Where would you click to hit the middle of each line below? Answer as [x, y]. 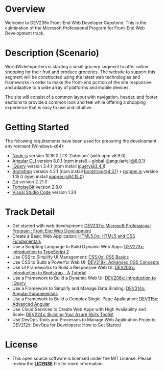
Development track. [25, 33]
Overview [25, 9]
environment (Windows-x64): [35, 146]
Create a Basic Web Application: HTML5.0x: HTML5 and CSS [74, 236]
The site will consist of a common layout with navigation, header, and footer [81, 97]
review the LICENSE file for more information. [58, 363]
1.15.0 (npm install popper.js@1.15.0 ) [48, 176]
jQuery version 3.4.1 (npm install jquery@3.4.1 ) [59, 166]
